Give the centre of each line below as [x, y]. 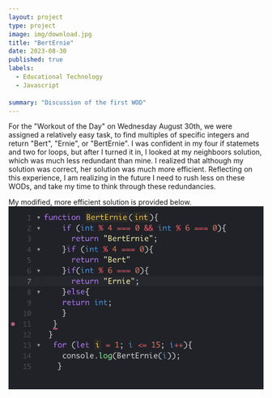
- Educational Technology [59, 77]
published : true [36, 60]
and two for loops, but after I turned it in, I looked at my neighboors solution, [135, 152]
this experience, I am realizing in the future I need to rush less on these [127, 178]
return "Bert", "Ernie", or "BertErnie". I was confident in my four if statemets [134, 144]
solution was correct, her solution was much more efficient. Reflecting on [131, 169]
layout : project [36, 17]
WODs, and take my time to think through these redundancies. [112, 187]
